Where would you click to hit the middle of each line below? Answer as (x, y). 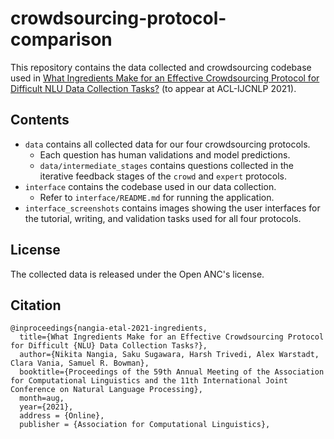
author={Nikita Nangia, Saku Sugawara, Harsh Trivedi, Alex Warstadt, (169, 355)
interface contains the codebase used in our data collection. (150, 186)
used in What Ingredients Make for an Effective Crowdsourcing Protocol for (165, 78)
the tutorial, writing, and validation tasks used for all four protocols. (163, 218)
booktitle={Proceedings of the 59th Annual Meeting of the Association (172, 372)
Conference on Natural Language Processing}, (106, 390)
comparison (61, 39)
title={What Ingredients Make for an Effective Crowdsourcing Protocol (172, 337)
